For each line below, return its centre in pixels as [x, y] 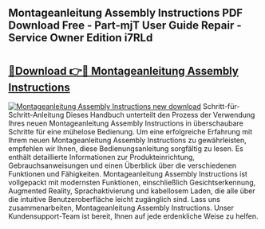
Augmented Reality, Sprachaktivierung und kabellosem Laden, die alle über [132, 191]
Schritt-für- [221, 106]
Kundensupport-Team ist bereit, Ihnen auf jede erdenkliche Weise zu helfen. [133, 216]
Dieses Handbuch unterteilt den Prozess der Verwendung [160, 115]
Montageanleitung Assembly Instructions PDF [126, 13]
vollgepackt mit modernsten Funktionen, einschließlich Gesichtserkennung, [132, 182]
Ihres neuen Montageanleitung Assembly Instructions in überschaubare [126, 123]
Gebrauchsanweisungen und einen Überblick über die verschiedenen [123, 165]
